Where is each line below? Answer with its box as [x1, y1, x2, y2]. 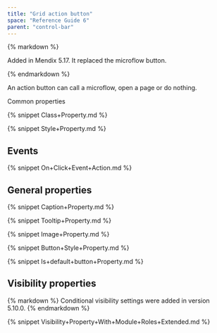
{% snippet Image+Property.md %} [7, 230, 110, 238]
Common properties [7, 97, 66, 106]
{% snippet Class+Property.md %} [7, 111, 108, 120]
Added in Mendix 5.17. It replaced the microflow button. [7, 56, 167, 65]
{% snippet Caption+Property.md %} [7, 203, 115, 211]
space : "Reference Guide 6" [7, 17, 90, 24]
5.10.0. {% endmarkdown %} [7, 303, 90, 312]
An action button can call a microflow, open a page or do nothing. [7, 84, 197, 92]
